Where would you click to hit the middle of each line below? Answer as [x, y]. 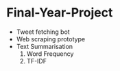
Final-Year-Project [60, 13]
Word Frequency [50, 54]
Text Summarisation [45, 46]
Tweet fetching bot [43, 32]
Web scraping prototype [51, 39]
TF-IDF [37, 61]
